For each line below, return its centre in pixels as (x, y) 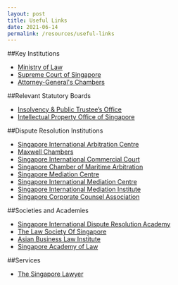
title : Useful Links (38, 20)
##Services (24, 260)
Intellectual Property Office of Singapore (76, 117)
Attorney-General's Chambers (61, 83)
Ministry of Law (40, 67)
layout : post (26, 14)
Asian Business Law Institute (59, 239)
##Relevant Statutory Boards (49, 96)
